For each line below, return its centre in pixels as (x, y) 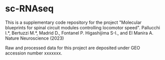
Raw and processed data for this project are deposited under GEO (73, 48)
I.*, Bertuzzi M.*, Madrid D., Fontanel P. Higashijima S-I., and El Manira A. (79, 33)
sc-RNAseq (29, 9)
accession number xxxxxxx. (34, 53)
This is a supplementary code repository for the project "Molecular (73, 22)
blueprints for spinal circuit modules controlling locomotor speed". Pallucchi (83, 27)
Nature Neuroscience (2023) (35, 38)
